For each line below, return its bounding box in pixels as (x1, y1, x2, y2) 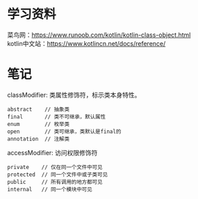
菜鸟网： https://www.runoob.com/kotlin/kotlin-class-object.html (7, 31, 191, 39)
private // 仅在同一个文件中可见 (7, 164, 103, 170)
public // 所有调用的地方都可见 (7, 178, 103, 185)
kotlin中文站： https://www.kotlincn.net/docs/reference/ (7, 39, 166, 47)
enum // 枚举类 (7, 120, 70, 127)
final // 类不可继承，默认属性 (7, 113, 106, 120)
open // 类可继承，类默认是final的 (7, 128, 122, 135)
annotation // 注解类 (7, 135, 70, 143)
